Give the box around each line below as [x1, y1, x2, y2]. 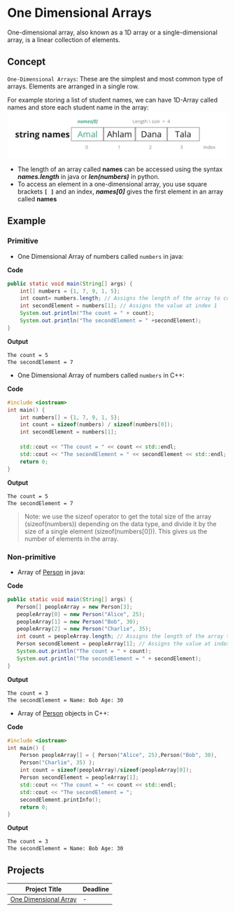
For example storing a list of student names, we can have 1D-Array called [7, 95, 218, 104]
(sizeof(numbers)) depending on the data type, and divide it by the [24, 519, 217, 528]
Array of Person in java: [17, 568, 85, 576]
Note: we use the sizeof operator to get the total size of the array [24, 512, 212, 521]
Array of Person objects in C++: [17, 709, 110, 717]
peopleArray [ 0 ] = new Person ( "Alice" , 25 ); [16, 610, 145, 618]
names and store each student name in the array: [7, 103, 149, 112]
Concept [7, 56, 46, 68]
